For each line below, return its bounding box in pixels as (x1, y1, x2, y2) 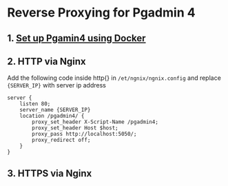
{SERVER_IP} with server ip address (7, 81, 107, 90)
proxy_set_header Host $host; (32, 125, 118, 132)
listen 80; (19, 101, 51, 107)
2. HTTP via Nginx (7, 55, 86, 67)
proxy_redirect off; (32, 136, 91, 144)
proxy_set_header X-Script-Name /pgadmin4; (32, 118, 158, 125)
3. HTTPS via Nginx (7, 167, 92, 179)
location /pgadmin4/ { (19, 112, 85, 120)
